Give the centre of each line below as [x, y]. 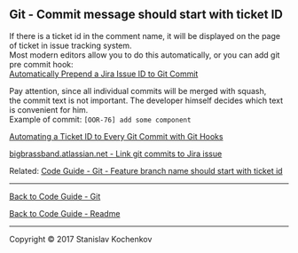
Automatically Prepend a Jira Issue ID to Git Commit [104, 74]
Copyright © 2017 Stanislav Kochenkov [81, 239]
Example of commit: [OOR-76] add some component [100, 119]
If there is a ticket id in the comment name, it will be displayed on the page [145, 36]
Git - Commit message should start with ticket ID [146, 15]
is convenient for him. [49, 109]
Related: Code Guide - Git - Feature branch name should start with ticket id [146, 170]
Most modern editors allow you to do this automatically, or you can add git [145, 55]
